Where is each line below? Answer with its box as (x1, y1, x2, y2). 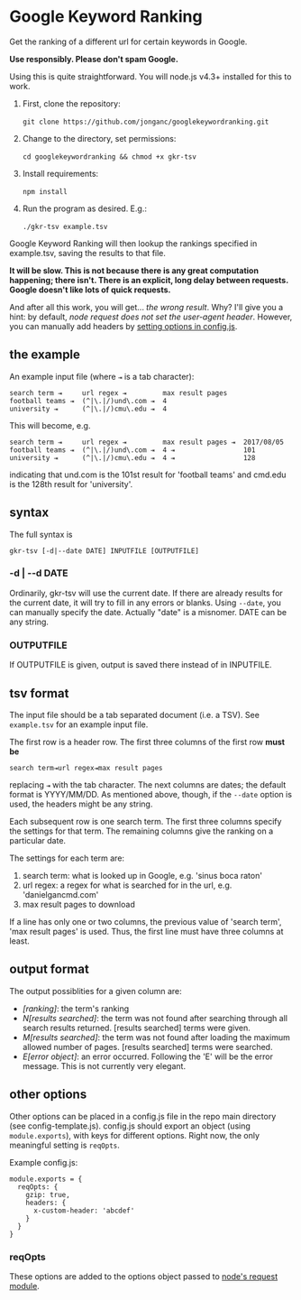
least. (9, 936, 30, 946)
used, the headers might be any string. (9, 798, 153, 809)
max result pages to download (22, 899, 135, 909)
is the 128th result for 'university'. (9, 478, 133, 489)
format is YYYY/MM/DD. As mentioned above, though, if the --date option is (9, 788, 293, 799)
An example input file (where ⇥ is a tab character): (9, 371, 195, 382)
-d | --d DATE (9, 567, 69, 579)
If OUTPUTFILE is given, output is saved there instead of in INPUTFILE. (9, 659, 272, 670)
